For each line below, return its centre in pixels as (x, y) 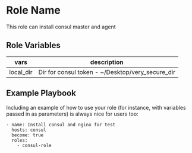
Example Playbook (41, 93)
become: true (28, 135)
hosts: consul (29, 130)
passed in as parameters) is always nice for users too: (72, 114)
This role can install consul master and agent (61, 27)
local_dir (21, 72)
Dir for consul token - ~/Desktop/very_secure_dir (107, 72)
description (107, 62)
